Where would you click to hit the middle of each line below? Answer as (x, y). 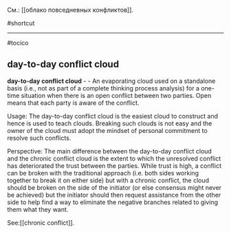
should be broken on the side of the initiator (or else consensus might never (114, 187)
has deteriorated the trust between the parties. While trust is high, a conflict (114, 165)
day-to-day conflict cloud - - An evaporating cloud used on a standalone (111, 81)
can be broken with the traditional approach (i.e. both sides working (103, 173)
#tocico (18, 43)
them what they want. (38, 209)
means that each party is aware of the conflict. (73, 103)
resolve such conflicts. (39, 138)
